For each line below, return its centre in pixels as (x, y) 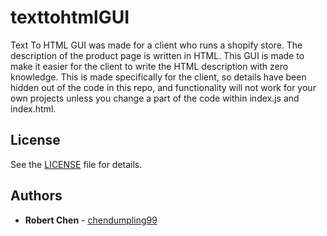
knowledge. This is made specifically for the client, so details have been (158, 77)
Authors (36, 196)
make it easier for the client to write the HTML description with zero (149, 66)
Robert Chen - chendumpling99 (91, 220)
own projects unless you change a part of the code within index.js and (155, 98)
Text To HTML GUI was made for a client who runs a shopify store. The (156, 45)
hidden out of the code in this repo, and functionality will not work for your (163, 87)
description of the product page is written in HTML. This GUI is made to (157, 55)
